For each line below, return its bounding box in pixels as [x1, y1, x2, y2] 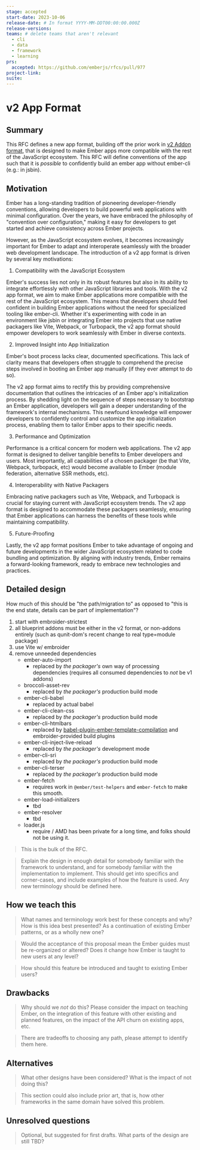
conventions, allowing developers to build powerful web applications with [6, 206, 187, 213]
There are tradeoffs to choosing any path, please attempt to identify [20, 1035, 188, 1042]
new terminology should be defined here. [20, 882, 122, 889]
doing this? [20, 1080, 48, 1088]
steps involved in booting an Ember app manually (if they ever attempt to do [6, 365, 193, 372]
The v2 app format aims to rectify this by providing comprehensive [6, 383, 170, 390]
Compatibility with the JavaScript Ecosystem [14, 267, 125, 274]
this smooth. [32, 790, 64, 797]
